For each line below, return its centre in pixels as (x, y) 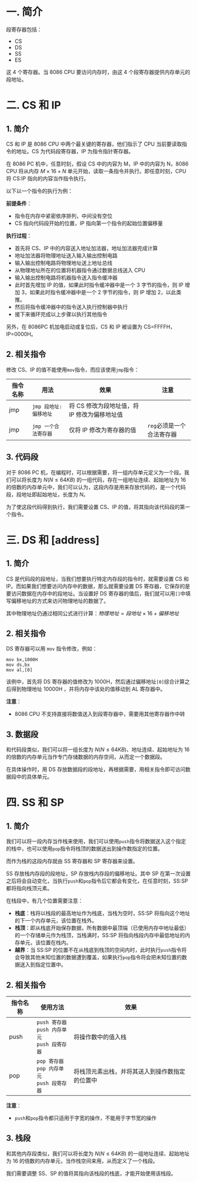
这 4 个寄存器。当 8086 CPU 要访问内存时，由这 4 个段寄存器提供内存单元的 (98, 72)
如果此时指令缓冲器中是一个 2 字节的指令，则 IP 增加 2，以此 (103, 292)
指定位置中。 (50, 965)
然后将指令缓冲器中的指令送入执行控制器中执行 (71, 307)
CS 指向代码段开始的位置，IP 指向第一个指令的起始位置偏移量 (89, 223)
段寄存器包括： (24, 29)
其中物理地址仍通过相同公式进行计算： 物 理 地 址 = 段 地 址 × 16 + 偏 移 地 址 (93, 613)
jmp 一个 (43, 426)
